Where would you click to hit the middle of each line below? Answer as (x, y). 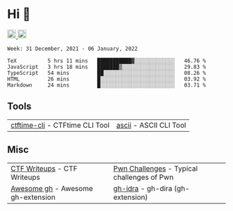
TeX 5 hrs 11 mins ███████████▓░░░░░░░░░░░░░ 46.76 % (107, 61)
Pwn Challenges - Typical (156, 168)
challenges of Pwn (144, 177)
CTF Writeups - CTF (44, 168)
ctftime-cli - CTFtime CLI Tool (60, 125)
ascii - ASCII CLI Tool (151, 125)
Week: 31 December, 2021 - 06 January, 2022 (72, 49)
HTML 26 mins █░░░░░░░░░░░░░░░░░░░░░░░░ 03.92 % (107, 79)
